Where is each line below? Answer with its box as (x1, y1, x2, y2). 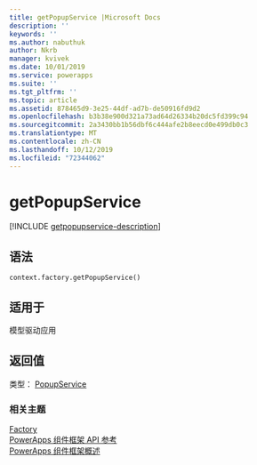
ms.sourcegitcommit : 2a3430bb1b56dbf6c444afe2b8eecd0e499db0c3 (9, 121, 249, 130)
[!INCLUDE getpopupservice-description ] (9, 221, 162, 232)
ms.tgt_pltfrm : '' (9, 87, 77, 96)
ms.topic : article (9, 95, 77, 105)
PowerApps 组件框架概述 (9, 445, 100, 456)
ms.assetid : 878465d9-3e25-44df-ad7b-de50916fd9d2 (9, 104, 201, 113)
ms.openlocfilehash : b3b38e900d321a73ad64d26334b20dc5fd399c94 (9, 112, 249, 121)
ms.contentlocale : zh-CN (9, 137, 101, 146)
